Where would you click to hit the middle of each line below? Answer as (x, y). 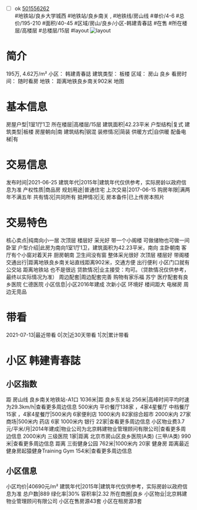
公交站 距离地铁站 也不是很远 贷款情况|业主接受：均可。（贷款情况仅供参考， (98, 269)
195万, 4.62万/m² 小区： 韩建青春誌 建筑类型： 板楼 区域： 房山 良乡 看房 (94, 74)
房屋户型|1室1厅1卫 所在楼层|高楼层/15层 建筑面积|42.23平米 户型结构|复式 (95, 124)
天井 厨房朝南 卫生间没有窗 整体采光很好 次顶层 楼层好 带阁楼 (116, 255)
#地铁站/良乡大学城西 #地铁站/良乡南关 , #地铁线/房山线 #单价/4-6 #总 (99, 16)
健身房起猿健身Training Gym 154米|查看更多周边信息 (69, 451)
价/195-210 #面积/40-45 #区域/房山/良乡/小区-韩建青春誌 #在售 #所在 (98, 23)
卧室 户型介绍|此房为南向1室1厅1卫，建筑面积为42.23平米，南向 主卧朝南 (93, 247)
